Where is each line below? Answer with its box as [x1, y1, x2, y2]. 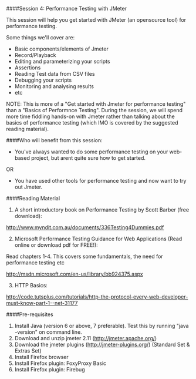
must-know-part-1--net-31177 [6, 300, 78, 306]
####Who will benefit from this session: [6, 137, 103, 143]
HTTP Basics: [14, 282, 48, 289]
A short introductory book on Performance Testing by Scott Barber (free [14, 206, 190, 213]
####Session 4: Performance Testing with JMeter [6, 5, 127, 12]
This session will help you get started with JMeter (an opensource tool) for [6, 16, 187, 23]
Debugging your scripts [14, 76, 72, 83]
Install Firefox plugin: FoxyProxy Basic [14, 360, 107, 367]
